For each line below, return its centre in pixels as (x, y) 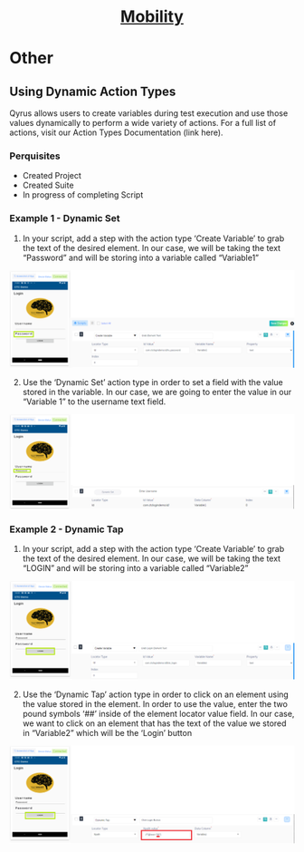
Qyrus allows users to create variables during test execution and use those (149, 113)
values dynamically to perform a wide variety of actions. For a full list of (143, 123)
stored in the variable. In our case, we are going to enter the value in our (157, 392)
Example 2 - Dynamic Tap (66, 529)
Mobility (152, 17)
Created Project (52, 176)
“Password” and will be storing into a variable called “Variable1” (141, 257)
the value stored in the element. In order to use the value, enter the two (155, 703)
